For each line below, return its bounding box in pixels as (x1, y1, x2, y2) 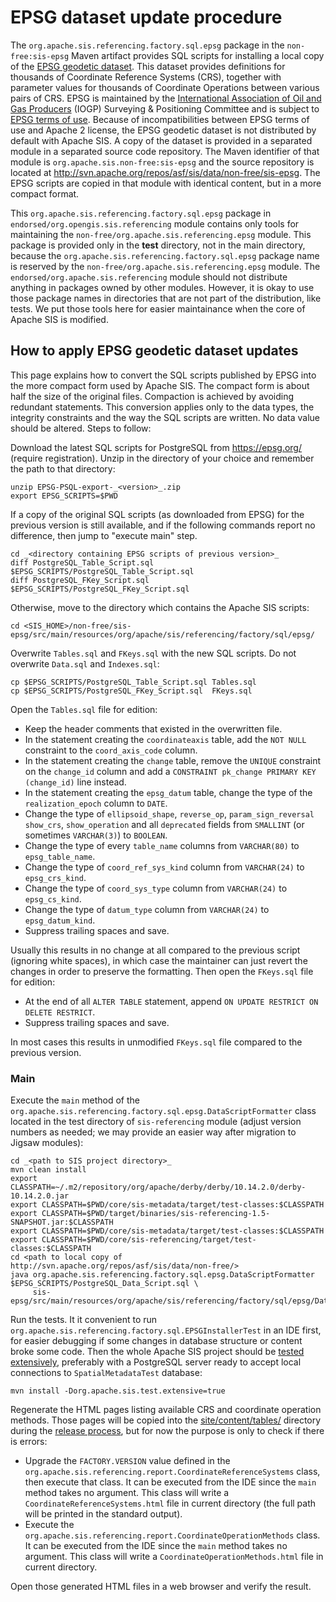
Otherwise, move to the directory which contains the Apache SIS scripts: (10, 601, 310, 613)
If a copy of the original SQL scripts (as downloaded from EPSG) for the (10, 508, 305, 520)
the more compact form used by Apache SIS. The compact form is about (10, 379, 310, 391)
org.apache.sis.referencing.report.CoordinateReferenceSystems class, (24, 1466, 321, 1478)
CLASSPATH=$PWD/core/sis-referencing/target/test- (41, 1235, 257, 1245)
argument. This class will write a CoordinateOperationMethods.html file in (24, 1551, 324, 1563)
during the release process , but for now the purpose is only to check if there (10, 1425, 325, 1437)
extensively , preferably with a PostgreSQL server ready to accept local (10, 1356, 302, 1368)
